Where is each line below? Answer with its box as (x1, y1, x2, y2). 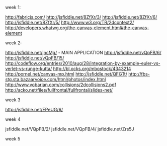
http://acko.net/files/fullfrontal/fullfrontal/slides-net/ (5, 87, 113, 93)
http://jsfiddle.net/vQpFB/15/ (5, 55, 64, 61)
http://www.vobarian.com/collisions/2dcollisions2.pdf (5, 82, 117, 88)
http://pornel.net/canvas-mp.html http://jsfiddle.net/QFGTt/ (5, 71, 127, 77)
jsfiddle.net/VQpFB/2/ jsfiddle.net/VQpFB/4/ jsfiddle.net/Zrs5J (5, 126, 134, 132)
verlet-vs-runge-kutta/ (5, 65, 52, 71)
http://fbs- (128, 71, 150, 77)
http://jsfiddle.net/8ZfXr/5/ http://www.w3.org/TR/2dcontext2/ (5, 20, 134, 25)
